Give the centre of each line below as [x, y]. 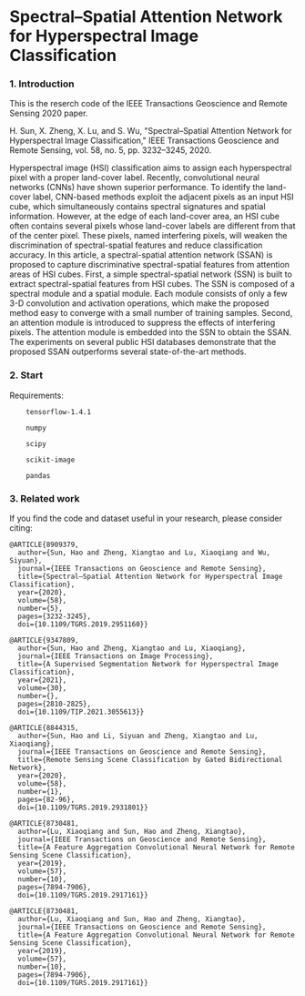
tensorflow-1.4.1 [59, 412]
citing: [21, 528]
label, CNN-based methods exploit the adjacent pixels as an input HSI [163, 197]
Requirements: [36, 395]
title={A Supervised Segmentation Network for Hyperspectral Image [148, 665]
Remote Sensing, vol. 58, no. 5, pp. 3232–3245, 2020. [111, 150]
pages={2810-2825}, [55, 704]
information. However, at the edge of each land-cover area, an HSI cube [145, 217]
